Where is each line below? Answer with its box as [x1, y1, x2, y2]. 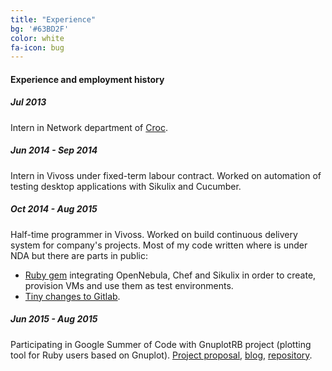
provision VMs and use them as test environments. [24, 279, 234, 291]
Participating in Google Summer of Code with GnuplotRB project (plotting [10, 338, 312, 350]
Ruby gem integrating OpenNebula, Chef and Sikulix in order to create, [24, 269, 317, 281]
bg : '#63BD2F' [10, 24, 70, 34]
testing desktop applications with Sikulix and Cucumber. [10, 180, 242, 192]
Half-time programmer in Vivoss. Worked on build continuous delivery [10, 228, 298, 240]
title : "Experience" [10, 14, 97, 25]
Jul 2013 [10, 96, 47, 108]
